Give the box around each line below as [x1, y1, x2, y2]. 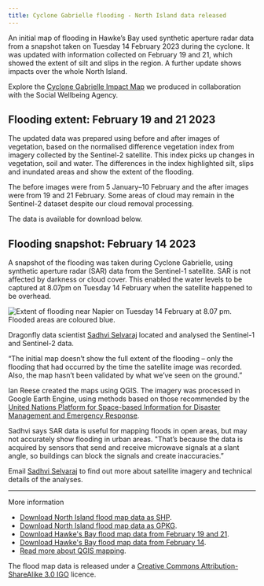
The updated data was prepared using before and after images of [8, 134, 220, 143]
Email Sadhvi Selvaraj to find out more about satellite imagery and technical [8, 466, 253, 476]
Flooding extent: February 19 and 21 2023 [8, 113, 216, 127]
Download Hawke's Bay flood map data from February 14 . [19, 538, 207, 547]
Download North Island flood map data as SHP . [19, 513, 172, 522]
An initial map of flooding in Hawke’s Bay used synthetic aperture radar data [8, 33, 254, 42]
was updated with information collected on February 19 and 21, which [8, 50, 233, 59]
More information [8, 497, 64, 507]
